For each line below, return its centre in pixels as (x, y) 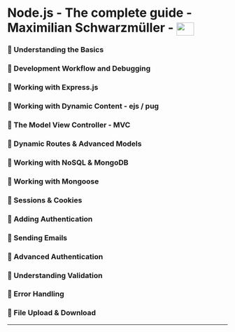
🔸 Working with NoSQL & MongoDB (68, 162)
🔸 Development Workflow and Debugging (79, 69)
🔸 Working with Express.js (53, 88)
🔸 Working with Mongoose (53, 181)
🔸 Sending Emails (37, 237)
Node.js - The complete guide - (100, 13)
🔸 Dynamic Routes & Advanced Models (74, 144)
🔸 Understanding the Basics (56, 50)
